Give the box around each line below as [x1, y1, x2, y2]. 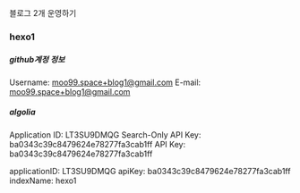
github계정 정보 [9, 54, 65, 64]
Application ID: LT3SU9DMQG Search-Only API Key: [9, 129, 201, 140]
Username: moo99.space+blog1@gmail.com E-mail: [9, 77, 201, 88]
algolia [9, 106, 36, 118]
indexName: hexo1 [9, 175, 77, 186]
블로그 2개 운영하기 [9, 8, 77, 18]
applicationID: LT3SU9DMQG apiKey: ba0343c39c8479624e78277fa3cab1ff [9, 165, 291, 176]
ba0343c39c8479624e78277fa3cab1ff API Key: [9, 138, 186, 149]
